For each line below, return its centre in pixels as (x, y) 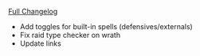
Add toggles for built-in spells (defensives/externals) (106, 26)
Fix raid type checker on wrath (70, 35)
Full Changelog (33, 11)
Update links (40, 43)
